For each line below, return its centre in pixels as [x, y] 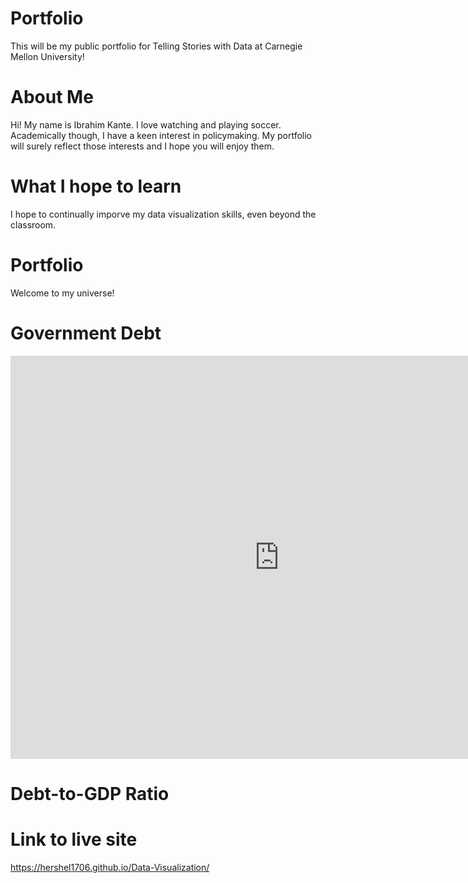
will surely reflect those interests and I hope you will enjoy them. [142, 146]
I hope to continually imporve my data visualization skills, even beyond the [163, 214]
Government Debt [86, 333]
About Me [52, 97]
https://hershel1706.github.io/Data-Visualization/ [110, 867]
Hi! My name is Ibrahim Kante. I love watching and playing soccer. [146, 124]
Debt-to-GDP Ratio [90, 793]
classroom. [33, 224]
